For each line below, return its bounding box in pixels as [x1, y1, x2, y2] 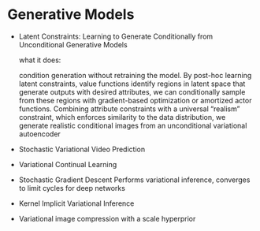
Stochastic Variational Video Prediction [18, 144, 146, 154]
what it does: [18, 55, 61, 65]
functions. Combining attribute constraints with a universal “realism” [18, 104, 240, 114]
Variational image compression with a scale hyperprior [18, 214, 196, 223]
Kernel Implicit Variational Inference [18, 199, 135, 208]
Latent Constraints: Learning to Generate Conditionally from [18, 32, 214, 41]
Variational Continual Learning [18, 159, 117, 169]
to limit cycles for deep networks [18, 183, 125, 192]
